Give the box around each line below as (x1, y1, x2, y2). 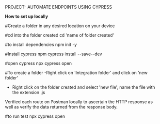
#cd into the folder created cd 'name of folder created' (5, 32, 114, 38)
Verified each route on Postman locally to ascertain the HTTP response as (5, 99, 153, 105)
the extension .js (12, 90, 45, 95)
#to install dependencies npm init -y (5, 42, 77, 47)
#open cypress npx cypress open (5, 61, 72, 66)
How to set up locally (5, 14, 48, 19)
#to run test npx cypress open (5, 113, 65, 119)
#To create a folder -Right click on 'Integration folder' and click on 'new (5, 70, 148, 76)
